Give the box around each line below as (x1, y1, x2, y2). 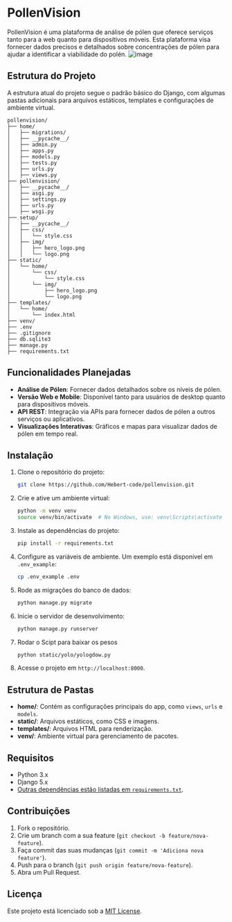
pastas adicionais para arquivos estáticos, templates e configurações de (7, 96, 214, 104)
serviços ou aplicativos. (17, 415, 85, 423)
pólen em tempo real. (17, 429, 78, 438)
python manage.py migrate (17, 599, 92, 606)
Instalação (7, 450, 54, 461)
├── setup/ (7, 214, 39, 221)
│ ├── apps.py (7, 147, 54, 154)
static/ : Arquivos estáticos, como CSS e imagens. (17, 717, 159, 725)
